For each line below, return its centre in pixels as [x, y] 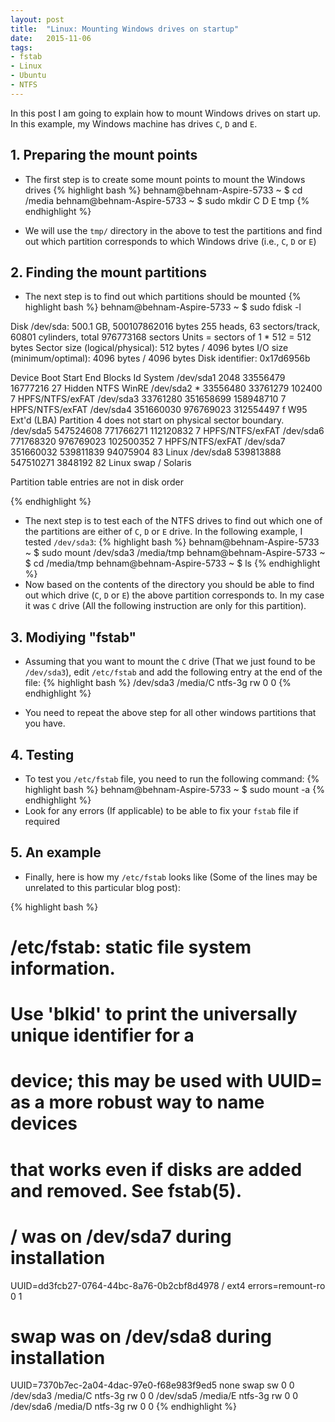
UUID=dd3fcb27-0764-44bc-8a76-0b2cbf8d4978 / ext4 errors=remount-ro [168, 1285]
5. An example [56, 852]
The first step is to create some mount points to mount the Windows [165, 179]
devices [44, 1123]
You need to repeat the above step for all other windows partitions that [170, 713]
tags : [21, 47]
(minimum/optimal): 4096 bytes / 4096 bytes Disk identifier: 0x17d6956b [160, 358]
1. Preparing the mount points [104, 155]
